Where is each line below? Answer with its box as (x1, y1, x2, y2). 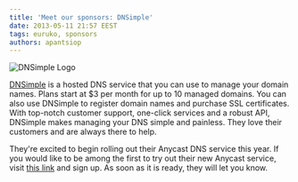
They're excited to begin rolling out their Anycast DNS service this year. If (9, 144, 279, 154)
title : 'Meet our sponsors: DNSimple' (9, 12, 153, 22)
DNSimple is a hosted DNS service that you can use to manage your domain (9, 79, 289, 90)
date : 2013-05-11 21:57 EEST (9, 21, 118, 30)
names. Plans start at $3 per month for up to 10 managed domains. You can (9, 89, 287, 99)
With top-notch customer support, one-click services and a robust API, (9, 107, 270, 118)
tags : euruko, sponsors (9, 29, 98, 38)
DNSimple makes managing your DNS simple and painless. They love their (9, 117, 283, 128)
